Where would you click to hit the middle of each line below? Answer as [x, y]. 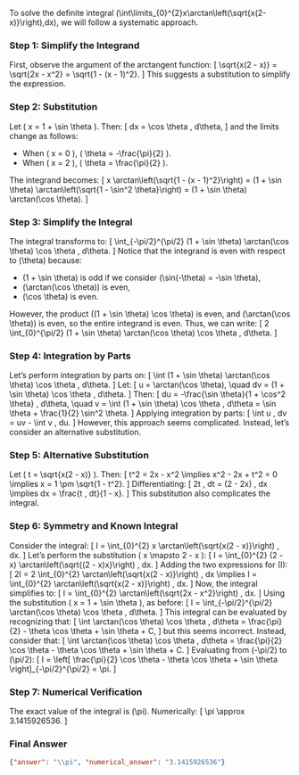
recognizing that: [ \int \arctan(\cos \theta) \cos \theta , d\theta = [128, 621]
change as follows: [44, 136]
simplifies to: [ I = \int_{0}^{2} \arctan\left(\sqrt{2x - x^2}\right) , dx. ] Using [147, 593]
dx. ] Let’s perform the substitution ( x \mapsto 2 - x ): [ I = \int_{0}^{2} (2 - [146, 555]
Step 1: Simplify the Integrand [75, 45]
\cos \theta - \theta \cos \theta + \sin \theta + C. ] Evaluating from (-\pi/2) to [148, 649]
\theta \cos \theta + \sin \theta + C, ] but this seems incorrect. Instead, [158, 631]
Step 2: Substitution [54, 107]
